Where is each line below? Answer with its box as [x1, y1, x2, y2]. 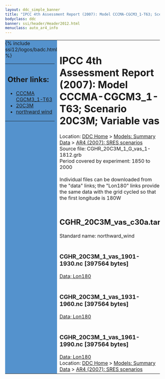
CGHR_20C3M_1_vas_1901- [59, 253, 140, 261]
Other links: [7, 74, 49, 84]
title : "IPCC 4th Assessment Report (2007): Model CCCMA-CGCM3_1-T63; [5, 12, 153, 17]
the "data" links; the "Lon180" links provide [59, 182, 160, 189]
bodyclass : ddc [5, 16, 36, 21]
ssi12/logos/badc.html [5, 46, 57, 53]
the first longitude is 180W [59, 195, 121, 202]
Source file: [59, 145, 86, 152]
